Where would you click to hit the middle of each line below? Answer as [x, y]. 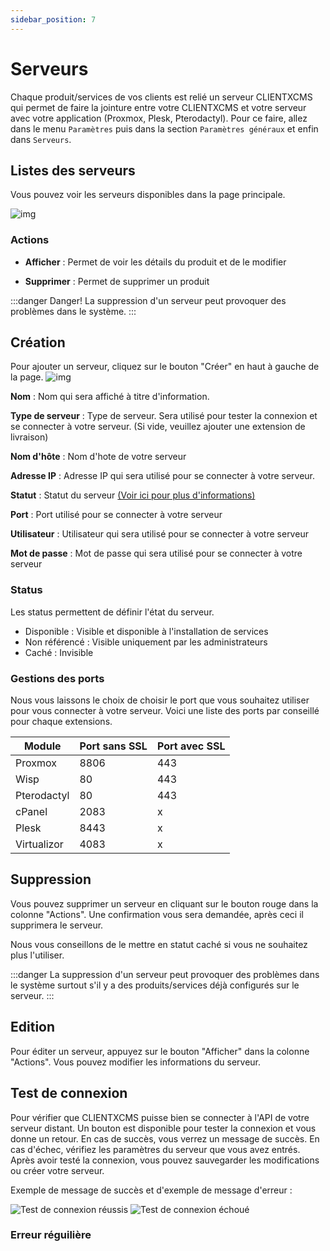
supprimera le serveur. [57, 925]
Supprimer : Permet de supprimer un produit [117, 281]
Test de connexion [69, 1093]
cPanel [31, 812]
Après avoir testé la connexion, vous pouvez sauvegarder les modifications [165, 1160]
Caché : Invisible [59, 652]
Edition [33, 1027]
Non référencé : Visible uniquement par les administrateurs [146, 642]
